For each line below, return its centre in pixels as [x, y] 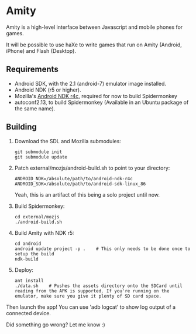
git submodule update [41, 157]
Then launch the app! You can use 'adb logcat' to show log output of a [91, 307]
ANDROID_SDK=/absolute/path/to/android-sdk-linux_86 [80, 184]
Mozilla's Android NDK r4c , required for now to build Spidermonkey [96, 96]
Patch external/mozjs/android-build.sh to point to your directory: [92, 168]
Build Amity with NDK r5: [44, 232]
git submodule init [38, 152]
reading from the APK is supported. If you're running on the [92, 291]
